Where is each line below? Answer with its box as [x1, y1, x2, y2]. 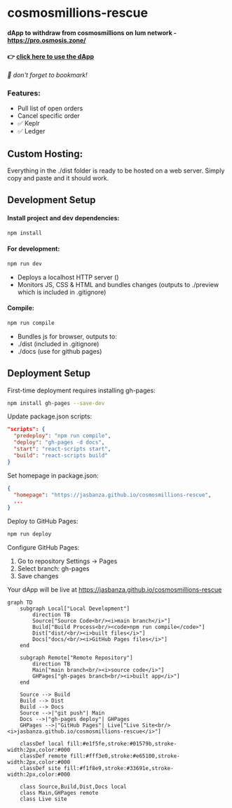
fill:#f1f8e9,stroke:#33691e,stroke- [63, 765, 174, 772]
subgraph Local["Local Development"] [20, 605, 130, 612]
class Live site [20, 795, 68, 803]
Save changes [17, 572, 59, 581]
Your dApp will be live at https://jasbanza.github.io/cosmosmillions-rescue [7, 585, 222, 594]
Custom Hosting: [7, 147, 83, 159]
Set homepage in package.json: [7, 471, 99, 479]
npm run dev [7, 260, 42, 267]
